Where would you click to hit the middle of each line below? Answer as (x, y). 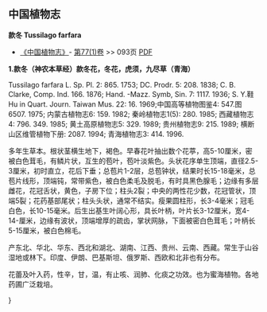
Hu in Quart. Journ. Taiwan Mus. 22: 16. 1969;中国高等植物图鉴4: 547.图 (125, 104)
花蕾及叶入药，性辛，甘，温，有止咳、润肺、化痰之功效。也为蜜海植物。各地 (133, 274)
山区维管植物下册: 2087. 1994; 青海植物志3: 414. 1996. (96, 134)
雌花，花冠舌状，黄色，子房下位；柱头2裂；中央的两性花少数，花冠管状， (129, 190)
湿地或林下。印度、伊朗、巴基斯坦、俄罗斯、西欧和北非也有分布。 (116, 257)
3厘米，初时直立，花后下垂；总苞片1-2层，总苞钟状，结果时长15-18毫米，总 (132, 170)
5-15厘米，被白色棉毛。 (47, 230)
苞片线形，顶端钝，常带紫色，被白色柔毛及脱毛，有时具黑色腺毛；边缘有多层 (133, 181)
